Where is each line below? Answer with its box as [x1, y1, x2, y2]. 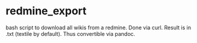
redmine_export [5, 4, 87, 18]
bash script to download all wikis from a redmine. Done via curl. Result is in [5, 24, 192, 31]
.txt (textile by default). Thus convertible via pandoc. [5, 30, 136, 37]
